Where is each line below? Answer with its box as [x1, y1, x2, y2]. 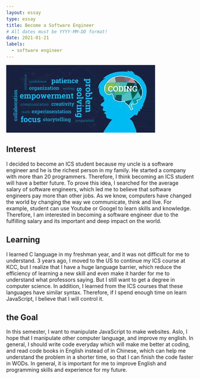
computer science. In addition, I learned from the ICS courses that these [6, 282, 183, 289]
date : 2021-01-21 [6, 35, 49, 41]
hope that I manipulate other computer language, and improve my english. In [6, 335, 193, 342]
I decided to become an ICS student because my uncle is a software [6, 160, 174, 167]
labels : [6, 41, 26, 47]
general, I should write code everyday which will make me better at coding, [6, 341, 190, 348]
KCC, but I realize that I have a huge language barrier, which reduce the [6, 263, 182, 270]
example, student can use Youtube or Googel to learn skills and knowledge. [6, 204, 192, 212]
